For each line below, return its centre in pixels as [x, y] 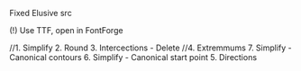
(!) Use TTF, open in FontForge [66, 30]
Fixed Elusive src [41, 13]
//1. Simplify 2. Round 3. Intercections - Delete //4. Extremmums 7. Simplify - [151, 48]
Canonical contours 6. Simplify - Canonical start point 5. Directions [133, 57]
